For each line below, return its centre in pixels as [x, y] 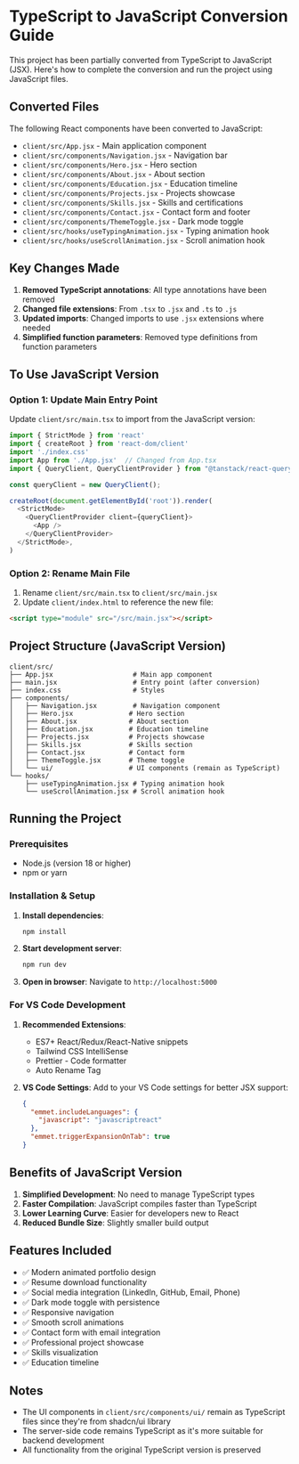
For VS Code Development [68, 1005]
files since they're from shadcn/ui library [97, 1421]
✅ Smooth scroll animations [73, 1322]
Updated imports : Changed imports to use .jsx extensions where [143, 318]
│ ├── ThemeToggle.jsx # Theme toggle [97, 760]
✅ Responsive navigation [68, 1312]
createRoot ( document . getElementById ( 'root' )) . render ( [111, 500]
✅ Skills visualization [60, 1352]
